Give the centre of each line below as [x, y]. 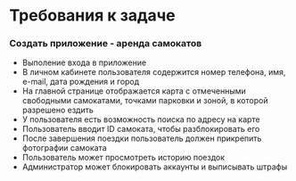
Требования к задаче [92, 16]
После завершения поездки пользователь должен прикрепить [142, 138]
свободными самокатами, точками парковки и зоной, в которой [145, 101]
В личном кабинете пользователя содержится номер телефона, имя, [154, 72]
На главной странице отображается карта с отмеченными [134, 91]
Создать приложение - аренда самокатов [106, 44]
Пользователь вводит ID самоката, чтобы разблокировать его [141, 129]
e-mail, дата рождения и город [81, 82]
